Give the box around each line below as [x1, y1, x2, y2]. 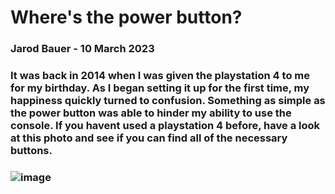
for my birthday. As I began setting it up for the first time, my [10, 81, 310, 95]
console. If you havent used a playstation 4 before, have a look [10, 119, 321, 133]
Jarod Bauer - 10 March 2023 [10, 42, 155, 56]
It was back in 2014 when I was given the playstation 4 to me [10, 69, 310, 83]
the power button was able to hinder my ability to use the [10, 106, 292, 120]
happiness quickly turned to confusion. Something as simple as [10, 94, 326, 108]
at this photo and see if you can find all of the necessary [10, 131, 288, 145]
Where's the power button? [10, 6, 243, 29]
